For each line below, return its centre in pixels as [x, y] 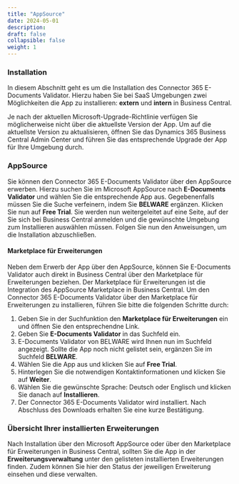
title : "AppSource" [36, 14]
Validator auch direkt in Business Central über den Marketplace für [105, 274]
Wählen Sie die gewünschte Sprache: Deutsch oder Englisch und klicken [124, 387]
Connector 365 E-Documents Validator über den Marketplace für [103, 297]
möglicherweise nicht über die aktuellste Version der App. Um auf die [110, 124]
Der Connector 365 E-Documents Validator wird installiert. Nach [112, 402]
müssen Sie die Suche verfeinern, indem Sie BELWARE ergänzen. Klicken [115, 204]
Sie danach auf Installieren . [59, 395]
